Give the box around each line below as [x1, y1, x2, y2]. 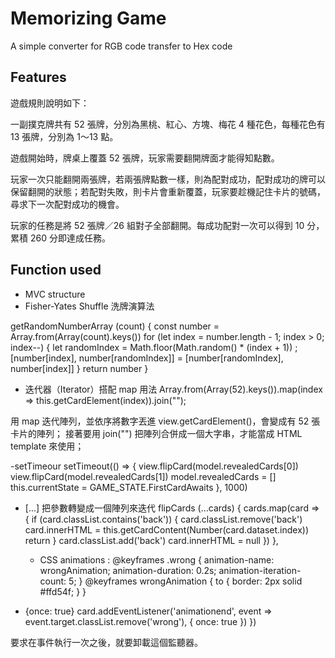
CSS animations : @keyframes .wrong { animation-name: [39, 553, 275, 566]
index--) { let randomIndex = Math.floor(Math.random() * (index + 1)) [10, 341, 293, 353]
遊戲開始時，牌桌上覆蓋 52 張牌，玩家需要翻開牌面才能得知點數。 [10, 152, 280, 164]
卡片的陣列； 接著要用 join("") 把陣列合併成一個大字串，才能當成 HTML [10, 427, 303, 439]
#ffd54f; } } [39, 585, 87, 597]
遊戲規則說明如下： [10, 97, 90, 109]
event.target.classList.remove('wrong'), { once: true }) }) [24, 615, 257, 627]
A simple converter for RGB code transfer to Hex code [10, 40, 233, 52]
